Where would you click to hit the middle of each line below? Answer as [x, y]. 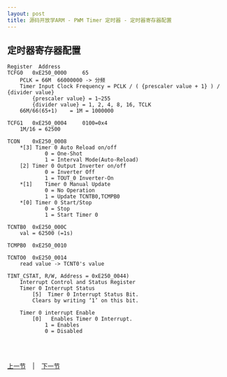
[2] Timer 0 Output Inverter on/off [73, 166]
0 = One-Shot [63, 154]
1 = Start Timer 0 [71, 215]
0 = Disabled [63, 332]
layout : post [26, 14]
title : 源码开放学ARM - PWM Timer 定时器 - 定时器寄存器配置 [90, 20]
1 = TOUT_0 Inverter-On [79, 178]
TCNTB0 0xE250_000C [37, 227]
